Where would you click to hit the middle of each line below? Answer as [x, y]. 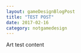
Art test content [25, 45]
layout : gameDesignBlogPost [41, 11]
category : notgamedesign [37, 28]
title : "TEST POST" [30, 17]
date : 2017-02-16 [27, 22]
